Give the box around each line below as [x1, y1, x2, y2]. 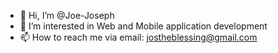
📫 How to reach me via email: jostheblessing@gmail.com [19, 31, 258, 43]
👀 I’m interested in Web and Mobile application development [19, 20, 268, 32]
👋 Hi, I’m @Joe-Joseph [19, 10, 115, 21]
